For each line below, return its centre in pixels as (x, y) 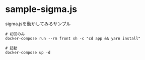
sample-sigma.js (41, 9)
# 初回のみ (15, 34)
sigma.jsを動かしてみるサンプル (38, 23)
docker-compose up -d (28, 52)
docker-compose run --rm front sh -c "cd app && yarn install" (73, 38)
